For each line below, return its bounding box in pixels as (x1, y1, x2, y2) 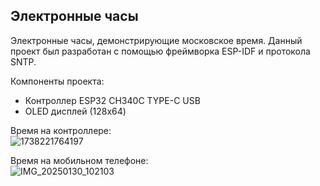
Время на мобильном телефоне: (10, 154, 149, 166)
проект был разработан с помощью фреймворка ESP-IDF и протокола (10, 45, 311, 57)
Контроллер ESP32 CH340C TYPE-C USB (24, 94, 201, 106)
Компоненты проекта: (10, 75, 105, 87)
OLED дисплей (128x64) (24, 105, 127, 117)
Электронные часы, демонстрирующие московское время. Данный (10, 34, 303, 46)
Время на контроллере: (10, 124, 112, 136)
